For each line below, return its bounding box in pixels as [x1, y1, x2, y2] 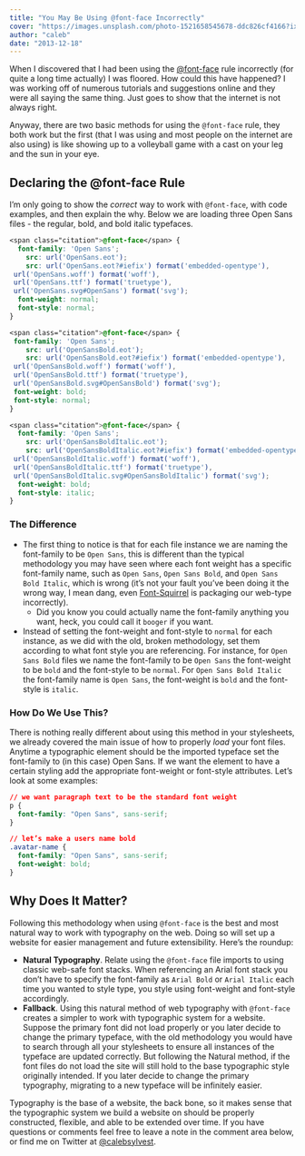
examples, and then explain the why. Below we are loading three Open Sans [9, 209, 293, 220]
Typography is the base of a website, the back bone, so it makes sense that [9, 1097, 292, 1108]
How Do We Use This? [9, 706, 109, 718]
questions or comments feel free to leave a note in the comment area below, [9, 1126, 294, 1137]
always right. [9, 102, 57, 114]
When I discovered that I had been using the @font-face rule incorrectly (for [9, 64, 294, 74]
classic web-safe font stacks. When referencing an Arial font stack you [22, 963, 289, 974]
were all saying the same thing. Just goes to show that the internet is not [9, 93, 281, 104]
